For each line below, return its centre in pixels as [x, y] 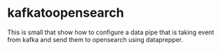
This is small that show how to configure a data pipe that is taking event [111, 32]
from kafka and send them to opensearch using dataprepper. [95, 39]
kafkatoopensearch [66, 13]
